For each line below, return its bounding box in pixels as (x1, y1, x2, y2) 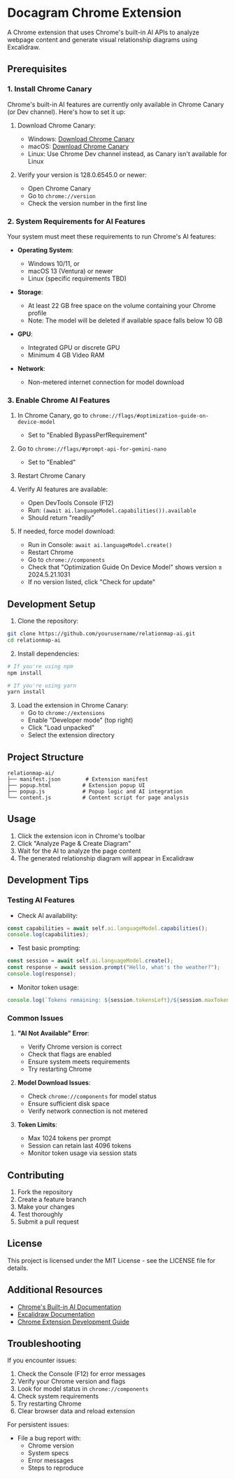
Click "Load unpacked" (27, 723, 95, 732)
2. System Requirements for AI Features (7, 216, 145, 226)
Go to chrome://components (27, 555, 106, 564)
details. (7, 1264, 29, 1272)
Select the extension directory (27, 731, 115, 739)
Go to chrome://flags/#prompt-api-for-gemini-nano (17, 444, 167, 453)
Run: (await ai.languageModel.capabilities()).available (27, 506, 197, 515)
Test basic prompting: (17, 944, 80, 952)
